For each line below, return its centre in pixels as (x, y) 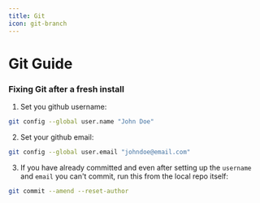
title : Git (27, 16)
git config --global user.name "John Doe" (81, 121)
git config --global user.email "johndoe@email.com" (100, 152)
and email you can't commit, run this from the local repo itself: (124, 176)
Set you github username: (63, 106)
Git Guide (41, 64)
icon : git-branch (38, 24)
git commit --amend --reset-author (69, 191)
